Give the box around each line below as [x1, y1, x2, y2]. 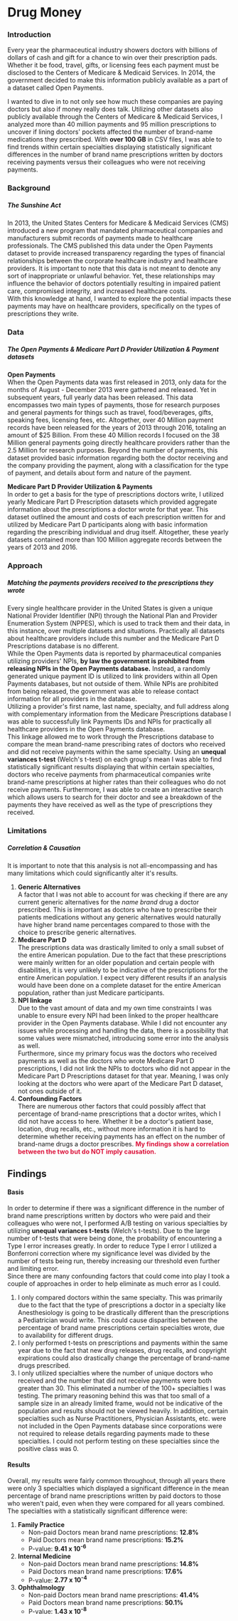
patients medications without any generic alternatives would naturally [17, 913, 222, 922]
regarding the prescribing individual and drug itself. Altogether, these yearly [7, 528, 229, 537]
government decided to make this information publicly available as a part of [7, 76, 229, 85]
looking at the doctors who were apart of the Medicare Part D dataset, [17, 1079, 223, 1088]
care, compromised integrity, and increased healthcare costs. [7, 287, 188, 295]
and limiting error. [7, 1264, 59, 1272]
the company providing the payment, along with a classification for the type [7, 461, 229, 470]
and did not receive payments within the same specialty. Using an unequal [7, 748, 226, 756]
